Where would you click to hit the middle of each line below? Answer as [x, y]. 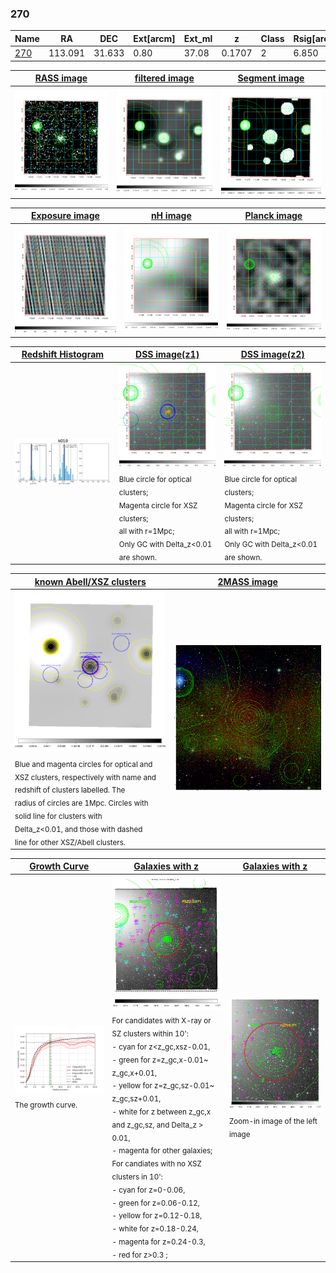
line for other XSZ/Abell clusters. [70, 842]
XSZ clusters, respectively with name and [85, 777]
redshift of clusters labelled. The [70, 790]
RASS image [61, 78]
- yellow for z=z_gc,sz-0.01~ [163, 1086]
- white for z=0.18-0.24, [155, 1228]
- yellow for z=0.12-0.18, [157, 1216]
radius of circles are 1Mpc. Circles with [81, 803]
